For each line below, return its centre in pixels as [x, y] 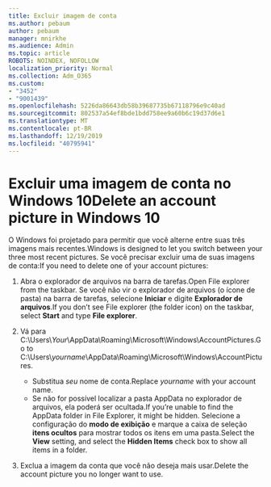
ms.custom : [27, 83]
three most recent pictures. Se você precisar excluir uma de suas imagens [132, 257]
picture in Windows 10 [84, 218]
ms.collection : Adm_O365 [50, 76]
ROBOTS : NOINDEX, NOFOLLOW [54, 61]
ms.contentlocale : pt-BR [50, 128]
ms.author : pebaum [39, 23]
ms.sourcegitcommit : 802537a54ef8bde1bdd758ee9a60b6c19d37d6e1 [117, 114]
